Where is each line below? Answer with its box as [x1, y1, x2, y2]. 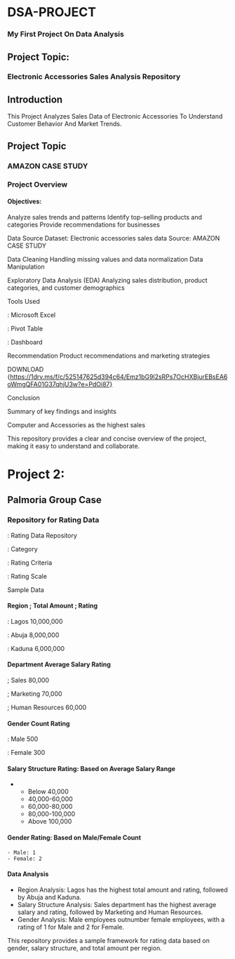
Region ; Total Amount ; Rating [7, 601, 98, 610]
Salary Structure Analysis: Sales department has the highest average [17, 900, 217, 908]
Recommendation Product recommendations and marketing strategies [7, 351, 210, 360]
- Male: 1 [7, 849, 36, 856]
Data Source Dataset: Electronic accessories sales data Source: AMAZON [7, 234, 220, 242]
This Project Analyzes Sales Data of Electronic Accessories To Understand [7, 112, 223, 121]
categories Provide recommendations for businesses [7, 220, 160, 229]
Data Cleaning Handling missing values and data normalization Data [7, 255, 203, 263]
